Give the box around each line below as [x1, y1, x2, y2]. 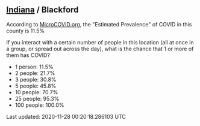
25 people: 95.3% [14, 95, 60, 102]
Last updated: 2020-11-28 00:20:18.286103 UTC [6, 113, 127, 120]
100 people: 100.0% [14, 101, 64, 109]
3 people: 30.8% [14, 76, 57, 83]
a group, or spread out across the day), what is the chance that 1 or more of [6, 45, 194, 52]
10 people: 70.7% [14, 88, 58, 95]
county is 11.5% [6, 27, 45, 34]
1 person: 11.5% [14, 63, 54, 70]
